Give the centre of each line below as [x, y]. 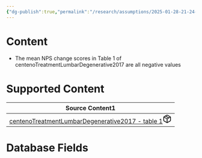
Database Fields [47, 147]
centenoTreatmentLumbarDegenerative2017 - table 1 [86, 121]
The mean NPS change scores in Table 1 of [68, 58]
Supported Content [55, 89]
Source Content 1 [90, 108]
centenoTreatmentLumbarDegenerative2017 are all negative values [98, 64]
